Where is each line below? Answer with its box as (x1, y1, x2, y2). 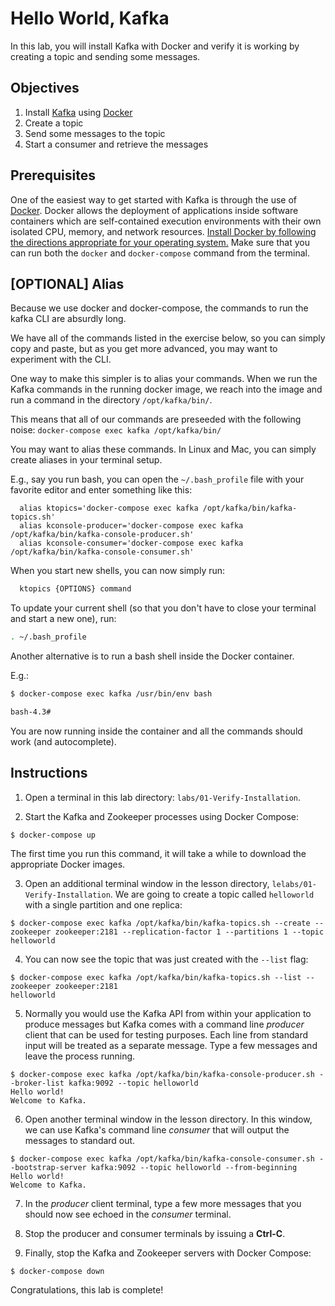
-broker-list (10, 1078, 65, 1088)
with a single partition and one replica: (24, 898, 183, 911)
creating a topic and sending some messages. (10, 50, 201, 62)
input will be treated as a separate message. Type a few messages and (24, 1039, 318, 1051)
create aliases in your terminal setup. (10, 454, 163, 466)
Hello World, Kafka (10, 7, 170, 30)
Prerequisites (10, 167, 96, 184)
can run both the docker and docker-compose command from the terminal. (10, 247, 311, 259)
